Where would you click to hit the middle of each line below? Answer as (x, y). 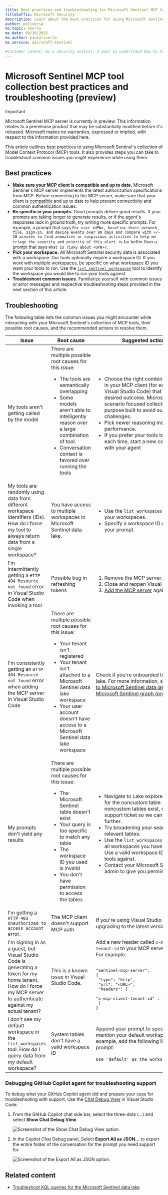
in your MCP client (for (131, 385)
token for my (22, 973)
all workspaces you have (133, 847)
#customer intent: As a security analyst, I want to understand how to (81, 51)
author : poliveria (24, 24)
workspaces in (68, 517)
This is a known (69, 970)
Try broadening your (128, 828)
